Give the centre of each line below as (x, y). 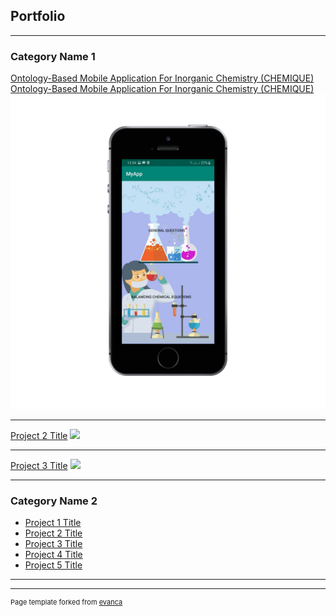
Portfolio (38, 16)
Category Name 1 (53, 56)
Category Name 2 (54, 501)
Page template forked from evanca (66, 602)
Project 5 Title (53, 565)
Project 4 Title (53, 555)
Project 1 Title (53, 523)
